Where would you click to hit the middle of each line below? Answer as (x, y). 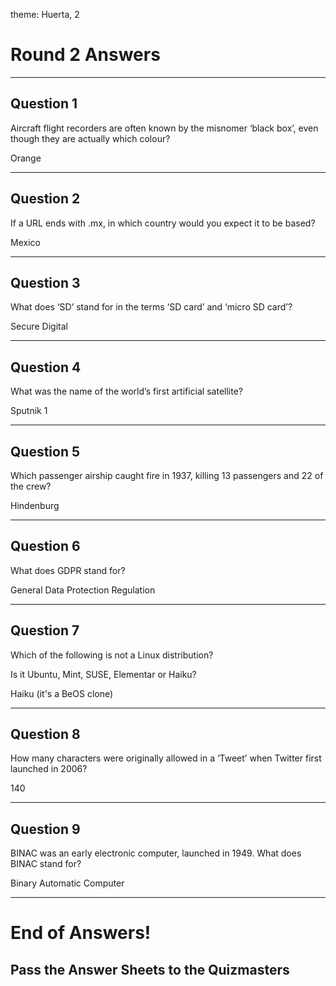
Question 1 (44, 104)
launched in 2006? (49, 769)
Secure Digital (39, 326)
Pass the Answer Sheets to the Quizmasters (150, 969)
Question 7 (45, 630)
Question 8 (45, 734)
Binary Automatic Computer (67, 883)
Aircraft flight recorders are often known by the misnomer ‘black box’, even (164, 128)
